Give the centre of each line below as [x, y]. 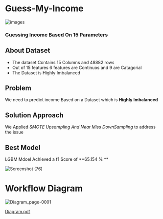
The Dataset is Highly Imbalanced [46, 73]
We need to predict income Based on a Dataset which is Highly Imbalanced [81, 100]
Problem [18, 88]
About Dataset [28, 51]
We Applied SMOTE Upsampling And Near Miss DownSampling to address [80, 127]
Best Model [23, 147]
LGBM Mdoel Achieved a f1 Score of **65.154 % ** [57, 159]
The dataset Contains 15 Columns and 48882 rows [63, 62]
